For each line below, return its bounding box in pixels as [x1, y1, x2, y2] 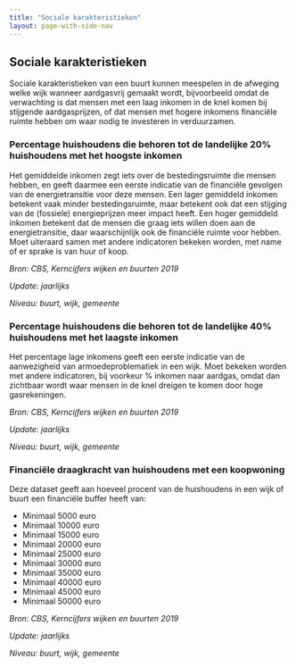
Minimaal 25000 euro [21, 548, 101, 559]
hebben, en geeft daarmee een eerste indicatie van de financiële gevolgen [9, 179, 283, 190]
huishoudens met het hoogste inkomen [9, 149, 183, 162]
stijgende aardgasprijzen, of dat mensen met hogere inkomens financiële [9, 106, 278, 117]
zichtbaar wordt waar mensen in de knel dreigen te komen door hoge [9, 379, 264, 390]
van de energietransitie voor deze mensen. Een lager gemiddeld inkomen [9, 188, 278, 199]
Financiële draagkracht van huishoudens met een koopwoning [9, 463, 285, 476]
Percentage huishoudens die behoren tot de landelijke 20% [9, 138, 272, 151]
